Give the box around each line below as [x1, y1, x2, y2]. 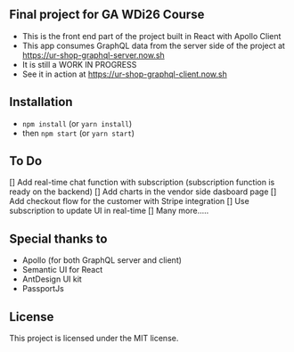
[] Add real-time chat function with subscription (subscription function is [9, 177, 275, 188]
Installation [9, 94, 73, 110]
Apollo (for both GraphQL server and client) [21, 255, 183, 266]
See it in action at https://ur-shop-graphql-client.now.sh [21, 69, 227, 79]
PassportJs [21, 283, 64, 294]
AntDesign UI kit [21, 274, 82, 284]
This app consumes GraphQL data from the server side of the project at [21, 40, 285, 51]
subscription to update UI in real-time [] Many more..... [9, 205, 209, 217]
